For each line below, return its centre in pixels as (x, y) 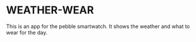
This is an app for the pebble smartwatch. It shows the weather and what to (98, 26)
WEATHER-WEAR (50, 10)
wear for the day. (27, 32)
